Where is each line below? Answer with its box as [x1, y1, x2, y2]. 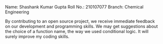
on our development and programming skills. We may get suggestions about [5, 23, 158, 29]
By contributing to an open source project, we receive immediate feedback [5, 19, 155, 24]
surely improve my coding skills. [5, 33, 70, 39]
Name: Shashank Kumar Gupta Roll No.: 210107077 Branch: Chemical [5, 4, 144, 10]
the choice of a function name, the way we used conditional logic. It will [5, 29, 149, 34]
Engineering [5, 9, 29, 15]
